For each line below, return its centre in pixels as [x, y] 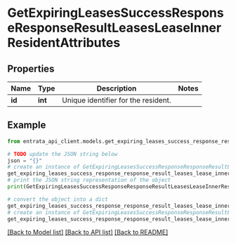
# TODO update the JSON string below [63, 154]
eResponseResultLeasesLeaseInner [114, 28]
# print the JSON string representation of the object [89, 180]
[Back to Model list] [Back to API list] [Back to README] [88, 232]
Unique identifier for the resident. [117, 100]
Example [27, 125]
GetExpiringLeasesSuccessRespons [116, 13]
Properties [31, 68]
